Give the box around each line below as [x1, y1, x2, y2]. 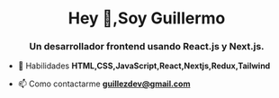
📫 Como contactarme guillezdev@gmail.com [17, 78, 191, 89]
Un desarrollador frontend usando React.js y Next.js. [29, 40, 265, 53]
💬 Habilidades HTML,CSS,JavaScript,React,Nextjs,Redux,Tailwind [17, 60, 271, 71]
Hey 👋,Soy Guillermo [67, 8, 226, 29]
